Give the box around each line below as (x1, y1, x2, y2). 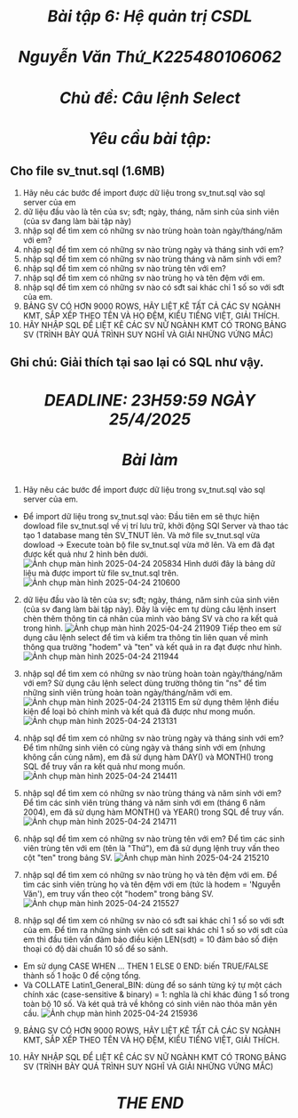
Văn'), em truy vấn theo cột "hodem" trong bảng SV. (22, 889, 214, 899)
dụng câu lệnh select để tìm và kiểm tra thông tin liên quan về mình (22, 632, 269, 643)
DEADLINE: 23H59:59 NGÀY (43, 390, 256, 411)
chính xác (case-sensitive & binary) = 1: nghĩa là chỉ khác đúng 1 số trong (22, 989, 290, 1000)
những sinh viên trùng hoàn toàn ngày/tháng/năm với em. (22, 688, 233, 698)
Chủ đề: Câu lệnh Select (59, 87, 241, 108)
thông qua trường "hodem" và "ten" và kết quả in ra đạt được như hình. (22, 642, 283, 653)
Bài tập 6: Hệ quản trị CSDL (47, 6, 253, 27)
